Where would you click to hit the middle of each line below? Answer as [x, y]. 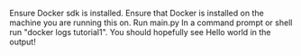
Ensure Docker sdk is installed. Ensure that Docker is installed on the [137, 13]
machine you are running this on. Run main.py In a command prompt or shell [151, 23]
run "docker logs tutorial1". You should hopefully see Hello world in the [141, 32]
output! [23, 42]
